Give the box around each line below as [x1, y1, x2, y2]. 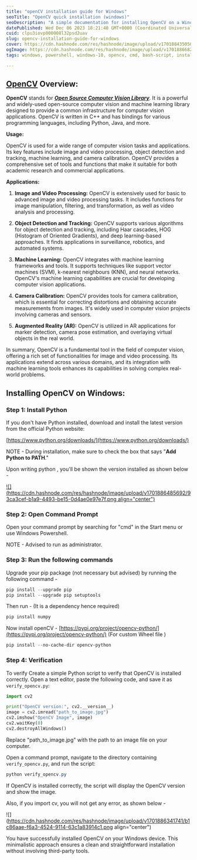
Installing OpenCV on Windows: [6, 388, 125, 398]
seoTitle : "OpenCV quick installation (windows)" [6, 14, 130, 20]
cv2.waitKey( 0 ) [6, 720, 43, 726]
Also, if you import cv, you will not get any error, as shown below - [6, 800, 166, 807]
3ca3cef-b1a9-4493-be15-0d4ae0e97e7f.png [6, 496, 117, 503]
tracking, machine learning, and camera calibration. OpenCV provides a [6, 155, 179, 162]
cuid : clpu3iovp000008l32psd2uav [6, 30, 88, 36]
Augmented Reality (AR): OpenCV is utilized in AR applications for [14, 322, 176, 329]
